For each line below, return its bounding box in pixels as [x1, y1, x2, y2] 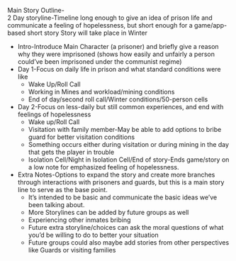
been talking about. [28, 201, 85, 209]
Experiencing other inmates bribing [28, 216, 131, 224]
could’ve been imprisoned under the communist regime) [17, 57, 182, 66]
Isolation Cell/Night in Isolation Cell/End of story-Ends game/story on [28, 155, 230, 164]
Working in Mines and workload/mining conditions [28, 88, 175, 96]
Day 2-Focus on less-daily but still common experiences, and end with [17, 103, 224, 111]
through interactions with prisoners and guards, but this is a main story [17, 178, 225, 187]
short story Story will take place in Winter [27, 28, 147, 37]
